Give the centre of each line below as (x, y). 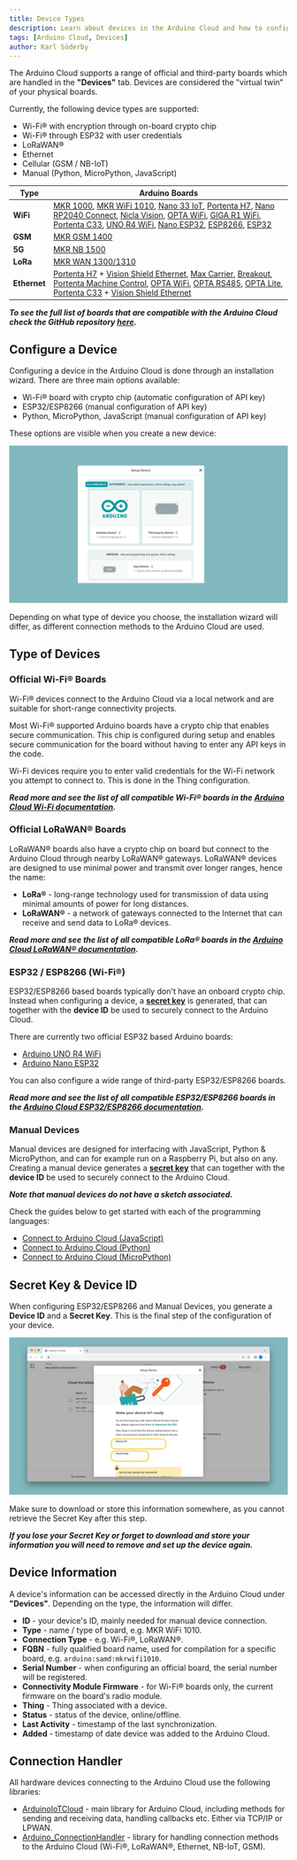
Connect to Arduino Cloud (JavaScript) (93, 1238)
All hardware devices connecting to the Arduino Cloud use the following (140, 1782)
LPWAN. (37, 1828)
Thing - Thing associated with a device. (95, 1705)
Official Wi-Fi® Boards (58, 679)
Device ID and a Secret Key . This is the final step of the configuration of (141, 1316)
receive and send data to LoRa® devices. (96, 922)
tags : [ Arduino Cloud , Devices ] (69, 37)
